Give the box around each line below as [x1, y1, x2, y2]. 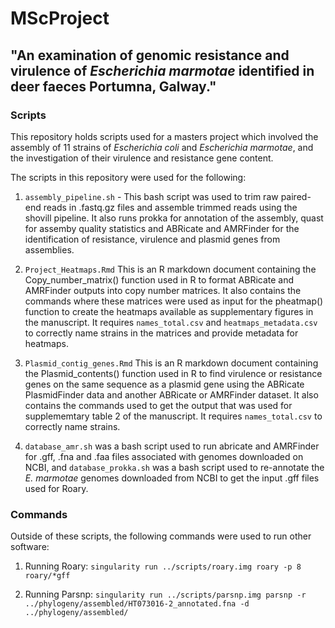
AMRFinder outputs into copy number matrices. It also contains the [24, 284, 302, 296]
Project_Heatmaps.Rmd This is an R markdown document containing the [24, 263, 317, 275]
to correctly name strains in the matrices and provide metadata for [24, 327, 299, 339]
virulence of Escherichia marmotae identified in [10, 62, 315, 79]
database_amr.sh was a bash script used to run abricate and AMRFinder [24, 440, 320, 452]
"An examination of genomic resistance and [10, 47, 290, 64]
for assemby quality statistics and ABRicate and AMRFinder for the [24, 222, 300, 234]
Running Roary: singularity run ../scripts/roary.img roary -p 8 [24, 560, 302, 572]
